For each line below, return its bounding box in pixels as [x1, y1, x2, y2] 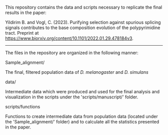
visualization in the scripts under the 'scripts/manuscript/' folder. [5, 94, 138, 100]
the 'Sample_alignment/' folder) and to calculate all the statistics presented [5, 119, 159, 124]
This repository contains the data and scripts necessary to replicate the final [5, 5, 162, 10]
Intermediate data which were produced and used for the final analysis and [5, 89, 160, 94]
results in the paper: [5, 10, 46, 16]
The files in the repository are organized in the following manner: [5, 50, 138, 56]
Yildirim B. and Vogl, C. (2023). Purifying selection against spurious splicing [5, 20, 161, 25]
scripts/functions [5, 104, 40, 109]
